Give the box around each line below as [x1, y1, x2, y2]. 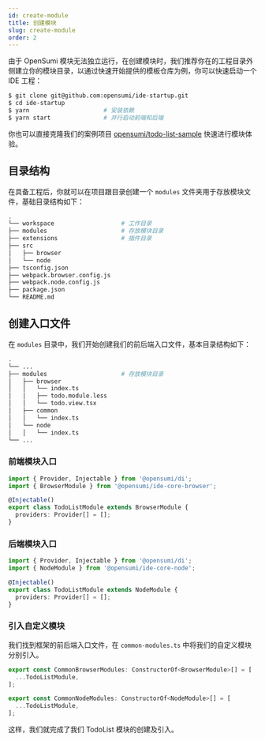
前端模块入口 [8, 456, 58, 467]
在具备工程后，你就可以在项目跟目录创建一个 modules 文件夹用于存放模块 [8, 186, 244, 196]
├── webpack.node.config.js [8, 278, 101, 287]
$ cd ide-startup [8, 100, 65, 107]
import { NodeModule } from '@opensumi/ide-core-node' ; [8, 564, 196, 573]
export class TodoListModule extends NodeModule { [8, 585, 178, 593]
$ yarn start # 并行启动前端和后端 [8, 114, 164, 122]
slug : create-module [8, 26, 77, 34]
